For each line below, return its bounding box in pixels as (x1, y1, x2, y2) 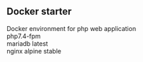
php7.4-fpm (6, 32, 42, 40)
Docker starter (6, 6, 72, 18)
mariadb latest (6, 39, 49, 48)
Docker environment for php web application (6, 24, 137, 32)
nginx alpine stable (6, 46, 61, 55)
